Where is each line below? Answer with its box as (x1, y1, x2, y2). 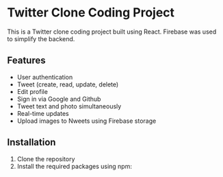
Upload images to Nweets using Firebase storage (16, 117, 157, 125)
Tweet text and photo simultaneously (16, 102, 122, 110)
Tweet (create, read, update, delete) (16, 80, 119, 88)
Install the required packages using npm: (16, 162, 132, 170)
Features (7, 55, 46, 67)
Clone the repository (16, 154, 75, 163)
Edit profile (16, 87, 48, 95)
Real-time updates (16, 109, 70, 117)
